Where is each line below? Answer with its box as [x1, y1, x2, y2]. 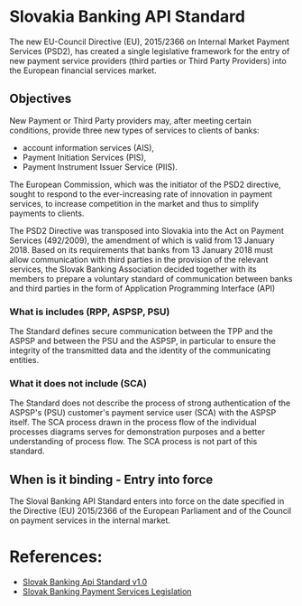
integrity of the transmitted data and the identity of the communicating [9, 345, 271, 356]
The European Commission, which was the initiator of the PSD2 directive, [9, 179, 281, 190]
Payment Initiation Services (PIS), [22, 152, 147, 163]
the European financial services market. [9, 65, 158, 76]
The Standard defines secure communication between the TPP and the [9, 326, 273, 337]
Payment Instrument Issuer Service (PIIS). [22, 161, 178, 172]
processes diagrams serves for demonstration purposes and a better [9, 426, 266, 437]
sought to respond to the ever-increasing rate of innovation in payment [9, 188, 273, 200]
